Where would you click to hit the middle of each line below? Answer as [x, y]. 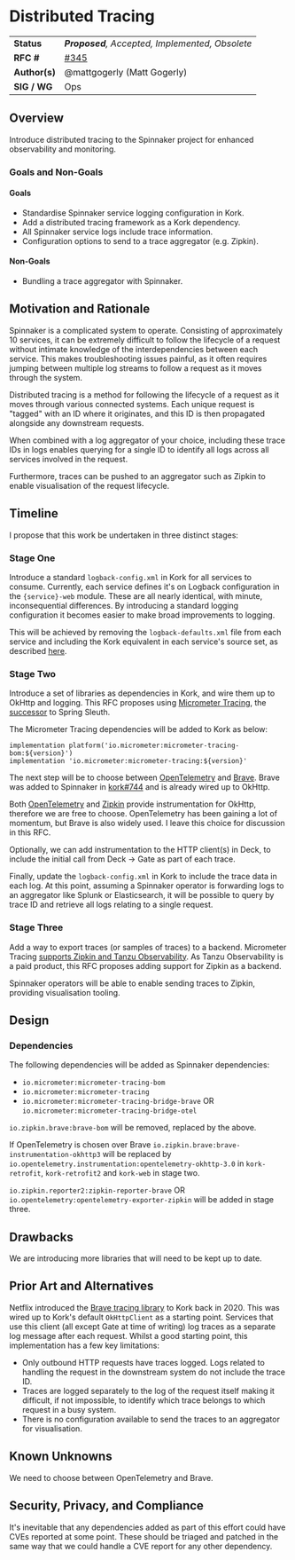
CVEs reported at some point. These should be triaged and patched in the [144, 1536]
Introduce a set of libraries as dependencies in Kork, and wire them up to [142, 693]
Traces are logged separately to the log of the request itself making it [148, 1391]
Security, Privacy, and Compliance [106, 1506]
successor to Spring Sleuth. [60, 713]
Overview [37, 118]
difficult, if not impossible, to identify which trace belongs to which [144, 1400]
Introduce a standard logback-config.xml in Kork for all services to [131, 577]
